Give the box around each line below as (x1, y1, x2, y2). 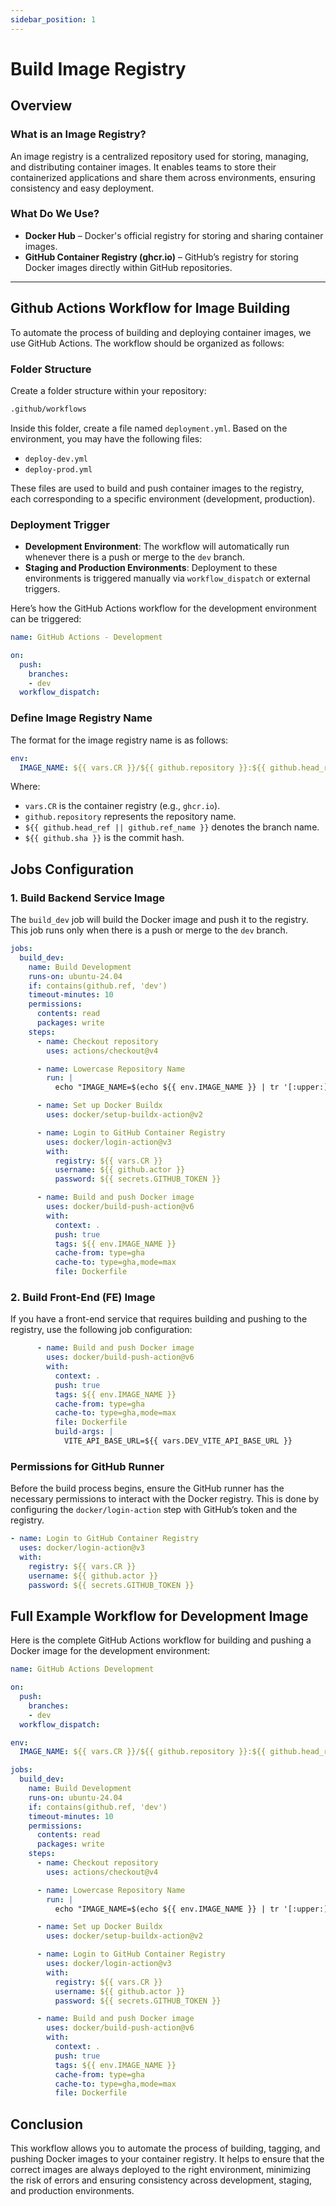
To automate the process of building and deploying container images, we (10, 326, 312, 338)
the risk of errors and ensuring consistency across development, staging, (10, 2174, 313, 2186)
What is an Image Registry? (10, 127, 147, 141)
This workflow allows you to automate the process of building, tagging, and (10, 2142, 321, 2155)
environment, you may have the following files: (10, 432, 203, 445)
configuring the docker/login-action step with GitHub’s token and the (10, 1504, 298, 1516)
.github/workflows (10, 404, 87, 414)
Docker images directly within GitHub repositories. (24, 261, 233, 273)
